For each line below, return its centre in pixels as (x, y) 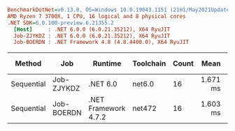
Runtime (107, 63)
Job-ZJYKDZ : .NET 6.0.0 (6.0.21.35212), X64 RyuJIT (92, 36)
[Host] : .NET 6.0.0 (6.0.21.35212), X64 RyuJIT (92, 29)
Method (28, 63)
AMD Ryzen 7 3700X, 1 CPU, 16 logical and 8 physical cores (97, 16)
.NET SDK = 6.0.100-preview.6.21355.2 (60, 23)
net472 (145, 109)
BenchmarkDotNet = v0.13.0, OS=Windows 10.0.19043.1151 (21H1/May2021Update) (120, 10)
